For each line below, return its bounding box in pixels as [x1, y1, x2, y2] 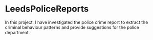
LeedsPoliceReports [5, 3, 89, 14]
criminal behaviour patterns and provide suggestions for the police [5, 24, 139, 30]
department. [5, 29, 30, 35]
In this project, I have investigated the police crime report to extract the [5, 19, 148, 25]
